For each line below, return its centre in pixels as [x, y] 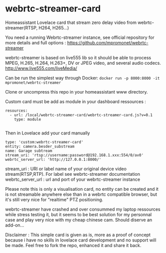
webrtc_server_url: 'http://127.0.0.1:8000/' [53, 159]
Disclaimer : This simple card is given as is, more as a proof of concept [78, 235]
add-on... [15, 225]
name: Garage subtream [29, 151]
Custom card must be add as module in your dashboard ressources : [76, 101]
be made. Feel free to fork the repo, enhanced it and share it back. [73, 245]
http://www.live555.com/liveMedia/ [41, 68]
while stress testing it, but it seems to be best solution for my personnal [79, 214]
